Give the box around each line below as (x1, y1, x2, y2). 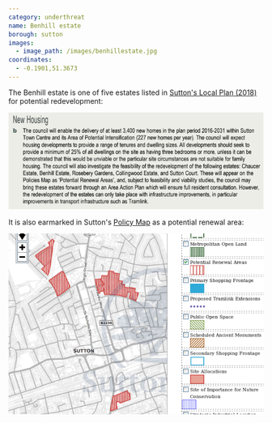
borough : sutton (8, 30, 63, 38)
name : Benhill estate (8, 21, 82, 30)
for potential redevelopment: (8, 96, 104, 105)
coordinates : (8, 56, 53, 64)
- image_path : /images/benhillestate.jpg (15, 47, 158, 56)
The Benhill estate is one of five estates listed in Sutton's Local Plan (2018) (8, 88, 257, 97)
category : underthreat (8, 13, 85, 21)
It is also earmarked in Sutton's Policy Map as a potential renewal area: (8, 217, 244, 227)
